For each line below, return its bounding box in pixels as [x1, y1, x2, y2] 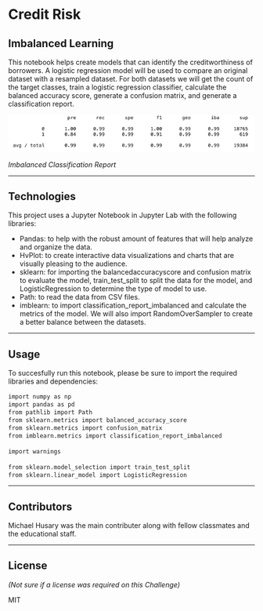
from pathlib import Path [8, 409, 92, 416]
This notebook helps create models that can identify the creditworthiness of [8, 57, 253, 67]
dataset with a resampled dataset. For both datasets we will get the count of [8, 75, 254, 83]
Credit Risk [8, 5, 81, 24]
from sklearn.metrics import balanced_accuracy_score [8, 416, 188, 424]
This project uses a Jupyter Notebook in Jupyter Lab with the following [8, 210, 237, 220]
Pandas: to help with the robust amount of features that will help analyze [19, 234, 254, 244]
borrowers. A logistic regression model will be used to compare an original [8, 66, 248, 75]
